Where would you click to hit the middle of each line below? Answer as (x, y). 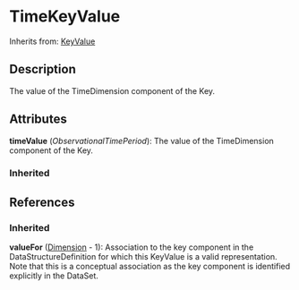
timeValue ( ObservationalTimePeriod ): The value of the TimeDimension (142, 141)
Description (43, 69)
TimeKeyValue (65, 17)
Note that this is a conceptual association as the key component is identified (150, 267)
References (42, 202)
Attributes (38, 119)
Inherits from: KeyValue (52, 41)
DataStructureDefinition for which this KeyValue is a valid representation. (143, 257)
